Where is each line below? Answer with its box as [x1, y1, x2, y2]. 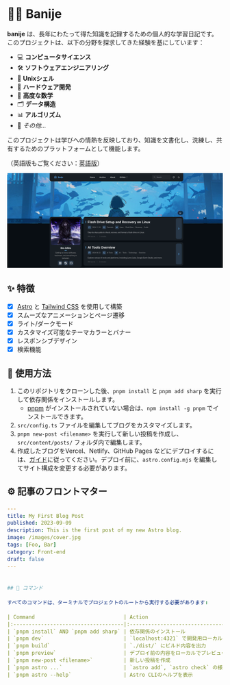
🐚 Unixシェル [16, 74, 55, 82]
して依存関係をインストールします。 [16, 395, 118, 403]
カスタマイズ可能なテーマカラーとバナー [16, 328, 131, 336]
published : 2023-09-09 [7, 520, 72, 527]
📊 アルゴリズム [16, 110, 62, 119]
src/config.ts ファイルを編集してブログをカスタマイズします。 [16, 421, 196, 429]
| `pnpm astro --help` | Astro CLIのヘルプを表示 [7, 671, 194, 678]
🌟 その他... [16, 121, 47, 129]
